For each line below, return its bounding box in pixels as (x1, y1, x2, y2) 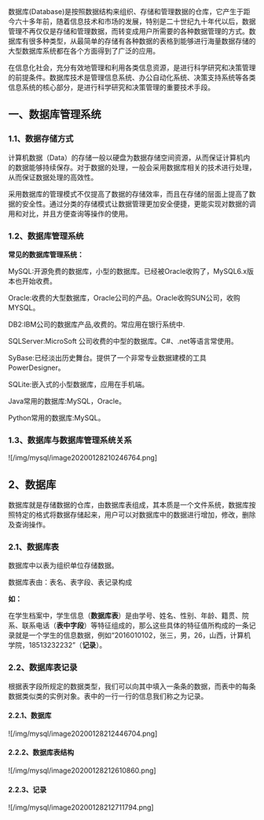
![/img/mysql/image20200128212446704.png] (8, 729, 158, 738)
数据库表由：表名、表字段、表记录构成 (8, 578, 132, 587)
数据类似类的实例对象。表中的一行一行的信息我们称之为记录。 (8, 691, 208, 700)
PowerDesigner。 (8, 363, 65, 372)
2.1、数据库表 (8, 541, 60, 552)
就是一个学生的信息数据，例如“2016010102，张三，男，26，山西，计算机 (14, 630, 251, 640)
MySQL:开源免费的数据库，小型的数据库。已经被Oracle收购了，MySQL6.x (8, 266, 247, 275)
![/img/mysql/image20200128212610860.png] (8, 766, 156, 775)
